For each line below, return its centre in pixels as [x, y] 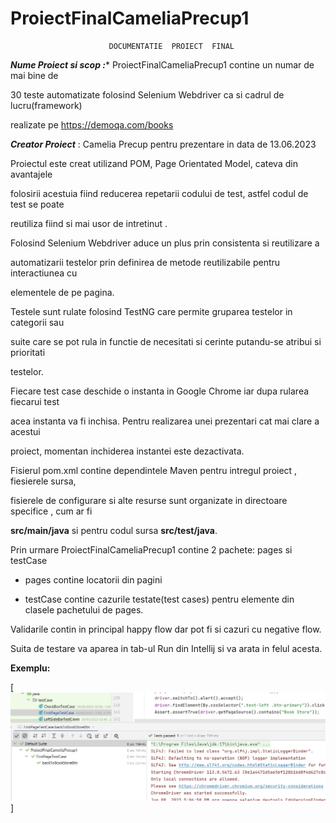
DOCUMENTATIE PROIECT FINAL [171, 46]
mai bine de [34, 75]
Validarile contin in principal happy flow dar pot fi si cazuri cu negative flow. [166, 629]
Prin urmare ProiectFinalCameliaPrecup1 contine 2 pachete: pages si [151, 549]
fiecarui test [35, 401]
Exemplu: [30, 668]
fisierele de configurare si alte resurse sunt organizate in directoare [149, 500]
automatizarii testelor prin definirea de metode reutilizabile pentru [145, 262]
